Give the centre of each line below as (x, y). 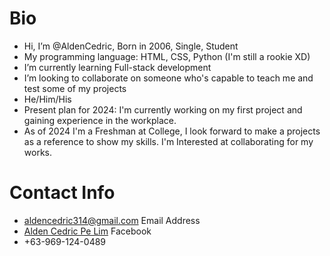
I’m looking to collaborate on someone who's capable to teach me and (168, 78)
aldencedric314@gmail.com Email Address (112, 220)
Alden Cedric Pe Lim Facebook (87, 231)
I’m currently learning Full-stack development (117, 67)
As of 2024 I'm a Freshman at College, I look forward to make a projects (172, 131)
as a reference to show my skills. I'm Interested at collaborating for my (168, 141)
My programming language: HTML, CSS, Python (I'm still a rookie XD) (167, 56)
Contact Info (62, 193)
